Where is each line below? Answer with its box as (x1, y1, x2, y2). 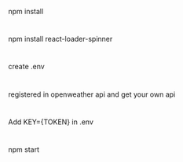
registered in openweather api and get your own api (8, 90, 176, 99)
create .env (8, 62, 45, 72)
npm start (8, 145, 40, 154)
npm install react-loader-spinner (8, 35, 113, 44)
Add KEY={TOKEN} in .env (8, 117, 94, 127)
